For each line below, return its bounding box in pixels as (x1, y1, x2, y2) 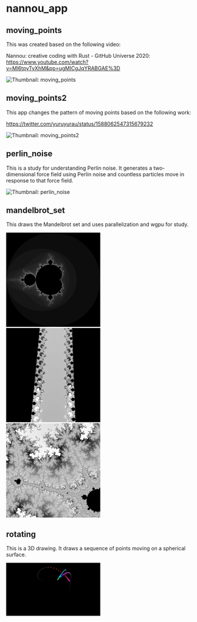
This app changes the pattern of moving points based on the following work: (6, 108, 191, 116)
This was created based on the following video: (6, 41, 121, 48)
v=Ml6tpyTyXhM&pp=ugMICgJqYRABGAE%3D (6, 65, 121, 72)
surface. (6, 551, 26, 558)
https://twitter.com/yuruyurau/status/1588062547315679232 (6, 120, 153, 127)
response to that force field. (6, 177, 74, 184)
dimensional (6, 170, 36, 178)
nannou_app (6, 2, 68, 15)
